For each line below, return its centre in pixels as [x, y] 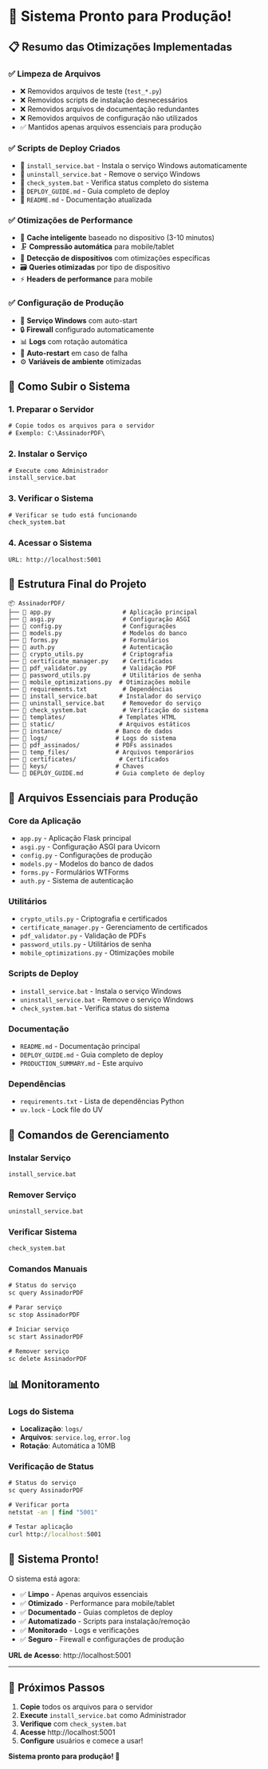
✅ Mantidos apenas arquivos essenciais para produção [110, 126]
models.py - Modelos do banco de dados [87, 864]
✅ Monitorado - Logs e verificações [79, 1630]
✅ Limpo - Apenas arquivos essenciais [84, 1594]
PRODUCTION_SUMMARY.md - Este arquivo [81, 1063]
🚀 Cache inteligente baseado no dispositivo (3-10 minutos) [117, 238]
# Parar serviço [35, 1307]
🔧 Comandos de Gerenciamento [89, 1135]
